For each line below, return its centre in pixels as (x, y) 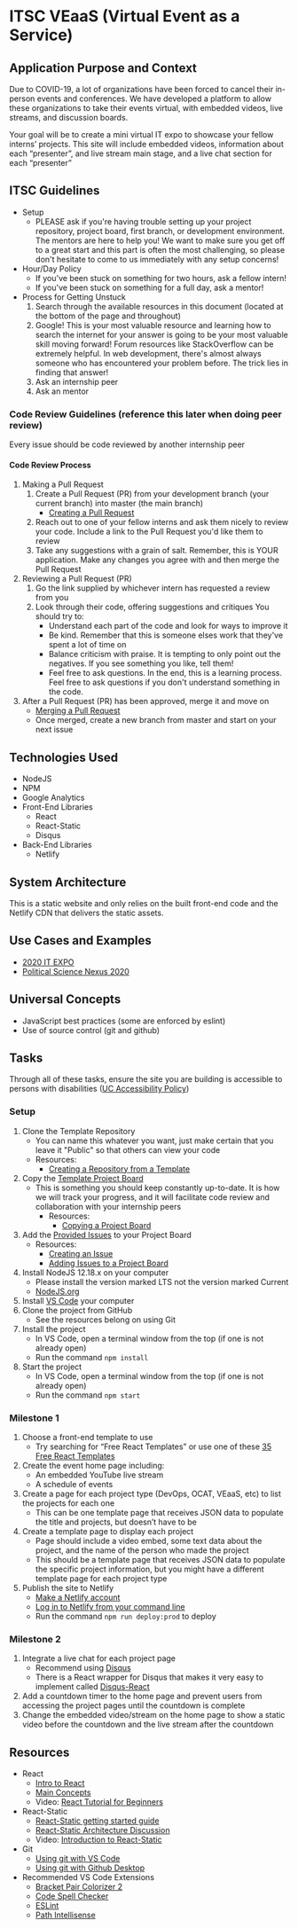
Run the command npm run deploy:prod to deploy (126, 1616)
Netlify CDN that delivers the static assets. (86, 913)
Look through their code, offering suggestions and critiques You (152, 607)
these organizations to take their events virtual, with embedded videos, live (146, 108)
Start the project (52, 1367)
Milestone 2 (35, 1639)
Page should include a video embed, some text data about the (149, 1540)
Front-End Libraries (57, 807)
